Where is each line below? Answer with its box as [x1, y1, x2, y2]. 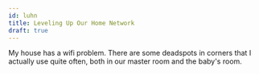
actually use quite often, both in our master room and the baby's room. [8, 56, 243, 66]
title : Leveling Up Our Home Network [8, 19, 135, 27]
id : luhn [8, 11, 38, 20]
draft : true [8, 26, 48, 34]
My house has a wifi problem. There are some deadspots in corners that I [8, 49, 252, 58]
